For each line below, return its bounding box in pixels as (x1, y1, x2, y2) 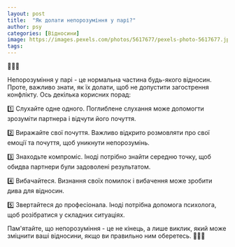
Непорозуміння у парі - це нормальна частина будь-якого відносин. (7, 76, 212, 84)
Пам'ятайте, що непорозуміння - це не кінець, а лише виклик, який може (7, 225, 227, 232)
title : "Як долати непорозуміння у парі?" (7, 17, 136, 24)
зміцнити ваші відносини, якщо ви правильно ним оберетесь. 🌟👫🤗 (7, 232, 206, 240)
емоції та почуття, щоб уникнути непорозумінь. (7, 139, 150, 147)
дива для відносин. (7, 187, 64, 195)
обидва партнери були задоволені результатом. (7, 162, 151, 171)
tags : (7, 43, 23, 50)
